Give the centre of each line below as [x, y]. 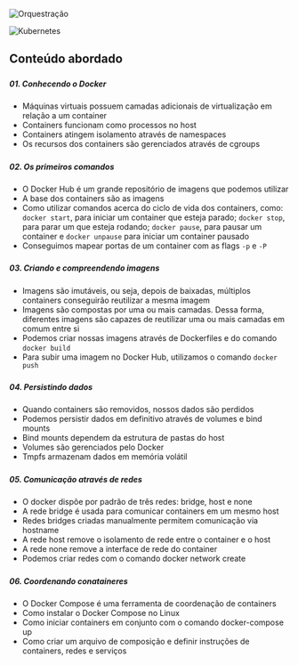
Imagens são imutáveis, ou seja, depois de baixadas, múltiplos [136, 290]
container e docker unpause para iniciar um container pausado [136, 236]
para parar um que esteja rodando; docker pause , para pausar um [142, 226]
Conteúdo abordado [66, 59]
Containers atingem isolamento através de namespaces [124, 134]
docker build [46, 348]
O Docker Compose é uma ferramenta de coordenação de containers [149, 603]
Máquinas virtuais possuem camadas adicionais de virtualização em [147, 106]
